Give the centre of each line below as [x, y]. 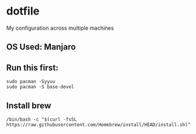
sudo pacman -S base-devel [40, 87]
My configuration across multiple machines [60, 28]
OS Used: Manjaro [41, 47]
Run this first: [32, 68]
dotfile [23, 11]
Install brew [29, 105]
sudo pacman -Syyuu [31, 82]
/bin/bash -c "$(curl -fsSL [42, 119]
